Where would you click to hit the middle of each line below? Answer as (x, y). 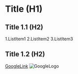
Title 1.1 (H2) (24, 27)
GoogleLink (17, 66)
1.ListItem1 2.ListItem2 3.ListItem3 (39, 39)
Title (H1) (24, 9)
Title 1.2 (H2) (25, 54)
